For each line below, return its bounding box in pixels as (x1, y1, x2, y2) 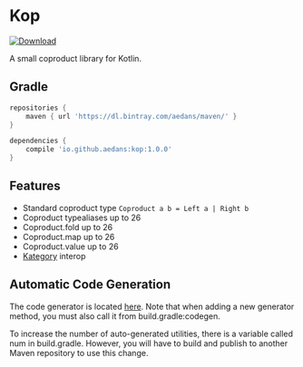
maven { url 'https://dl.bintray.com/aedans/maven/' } (25, 111, 238, 121)
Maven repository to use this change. (9, 347, 149, 358)
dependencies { (9, 137, 67, 146)
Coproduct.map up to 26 (22, 231, 115, 242)
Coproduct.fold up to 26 (22, 221, 113, 232)
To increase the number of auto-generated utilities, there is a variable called (9, 328, 293, 339)
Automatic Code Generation (9, 277, 171, 293)
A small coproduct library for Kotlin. (9, 53, 142, 63)
